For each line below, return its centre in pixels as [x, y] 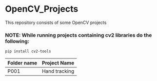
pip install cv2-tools [28, 51]
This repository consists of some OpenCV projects [56, 22]
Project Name [58, 63]
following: [17, 41]
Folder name [22, 63]
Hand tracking [58, 71]
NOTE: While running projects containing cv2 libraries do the [78, 35]
